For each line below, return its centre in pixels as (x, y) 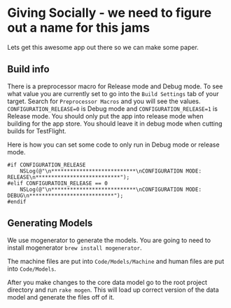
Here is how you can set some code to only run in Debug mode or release (113, 145)
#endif (17, 201)
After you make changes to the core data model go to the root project (107, 282)
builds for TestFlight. (37, 130)
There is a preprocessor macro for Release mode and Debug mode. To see (115, 86)
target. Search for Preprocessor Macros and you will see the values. (104, 101)
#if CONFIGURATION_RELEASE (47, 165)
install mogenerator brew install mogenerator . (75, 248)
